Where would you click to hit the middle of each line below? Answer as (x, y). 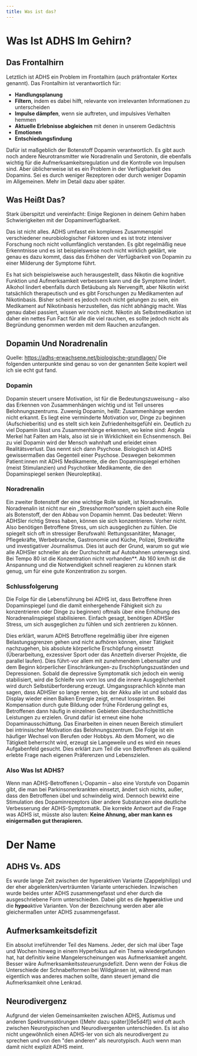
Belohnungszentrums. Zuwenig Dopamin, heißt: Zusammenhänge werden (95, 411)
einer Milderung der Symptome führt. (51, 263)
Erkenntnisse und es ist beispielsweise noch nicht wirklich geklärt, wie (91, 251)
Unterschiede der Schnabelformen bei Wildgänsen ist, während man (89, 970)
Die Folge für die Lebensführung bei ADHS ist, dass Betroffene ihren (89, 599)
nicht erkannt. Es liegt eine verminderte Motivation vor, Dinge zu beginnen (96, 417)
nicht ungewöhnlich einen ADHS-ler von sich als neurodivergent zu (87, 1034)
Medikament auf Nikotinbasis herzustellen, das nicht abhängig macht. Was (96, 306)
